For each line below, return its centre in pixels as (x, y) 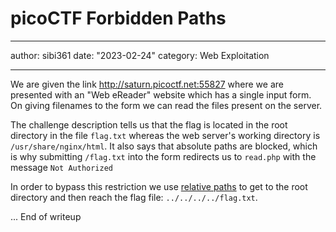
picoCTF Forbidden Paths (118, 18)
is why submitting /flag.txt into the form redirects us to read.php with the (163, 156)
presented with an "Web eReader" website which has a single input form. (161, 94)
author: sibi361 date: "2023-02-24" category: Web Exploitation (140, 55)
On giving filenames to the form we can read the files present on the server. (166, 105)
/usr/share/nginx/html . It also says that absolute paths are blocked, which (164, 146)
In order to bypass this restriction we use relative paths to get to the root (159, 186)
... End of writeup (46, 216)
